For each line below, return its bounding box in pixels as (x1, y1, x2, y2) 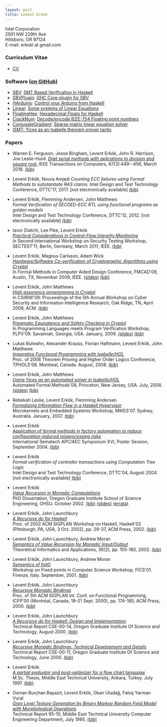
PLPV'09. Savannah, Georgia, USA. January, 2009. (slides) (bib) (12, 331, 144, 337)
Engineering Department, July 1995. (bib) (12, 716, 97, 722)
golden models (12, 207, 43, 213)
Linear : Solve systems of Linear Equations (12, 106, 99, 112)
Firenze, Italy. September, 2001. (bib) (12, 572, 88, 578)
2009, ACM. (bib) (12, 305, 48, 311)
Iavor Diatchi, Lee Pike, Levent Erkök (12, 227, 88, 233)
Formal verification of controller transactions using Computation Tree (12, 459, 156, 465)
